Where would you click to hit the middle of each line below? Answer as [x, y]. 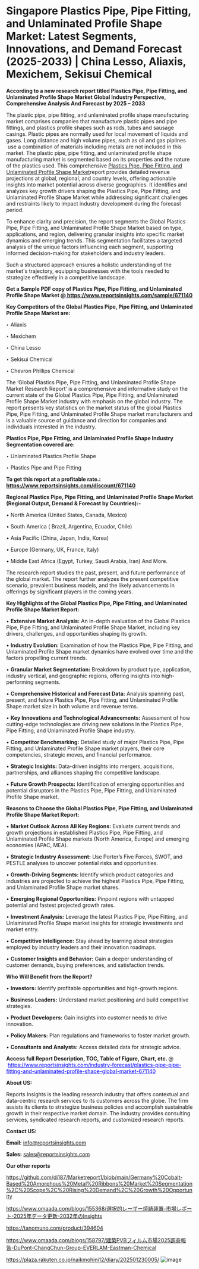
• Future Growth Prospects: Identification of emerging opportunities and [96, 784]
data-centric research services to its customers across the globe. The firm [97, 1100]
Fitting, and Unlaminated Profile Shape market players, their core [85, 748]
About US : [19, 1083]
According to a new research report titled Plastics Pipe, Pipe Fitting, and [97, 91]
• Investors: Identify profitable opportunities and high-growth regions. [92, 988]
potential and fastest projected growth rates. [61, 905]
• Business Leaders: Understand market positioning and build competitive [97, 1000]
